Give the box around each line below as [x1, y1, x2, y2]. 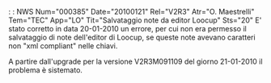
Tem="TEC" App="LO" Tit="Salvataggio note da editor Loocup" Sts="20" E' [8, 15, 262, 25]
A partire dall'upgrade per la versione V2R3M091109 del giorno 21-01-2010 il [8, 56, 263, 66]
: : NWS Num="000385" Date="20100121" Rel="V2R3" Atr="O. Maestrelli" [8, 7, 255, 16]
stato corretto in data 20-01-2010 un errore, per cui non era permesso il [8, 24, 247, 33]
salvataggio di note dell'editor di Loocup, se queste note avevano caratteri [8, 32, 256, 42]
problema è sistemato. [8, 65, 83, 75]
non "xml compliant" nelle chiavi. [8, 41, 118, 51]
